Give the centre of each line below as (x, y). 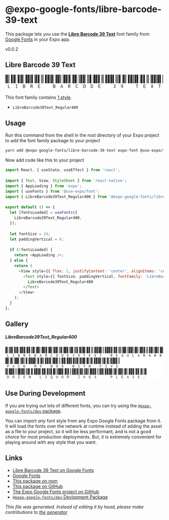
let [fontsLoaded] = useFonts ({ (44, 213)
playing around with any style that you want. (51, 442)
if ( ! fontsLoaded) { (31, 250)
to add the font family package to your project (53, 141)
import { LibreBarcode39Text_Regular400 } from (56, 197)
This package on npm (35, 481)
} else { (19, 261)
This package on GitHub (37, 486)
